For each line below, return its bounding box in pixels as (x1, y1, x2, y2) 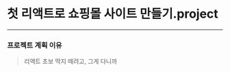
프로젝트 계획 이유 (7, 40, 63, 50)
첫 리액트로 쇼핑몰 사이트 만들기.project (7, 6, 219, 22)
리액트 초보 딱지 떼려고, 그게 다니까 (23, 57, 118, 65)
